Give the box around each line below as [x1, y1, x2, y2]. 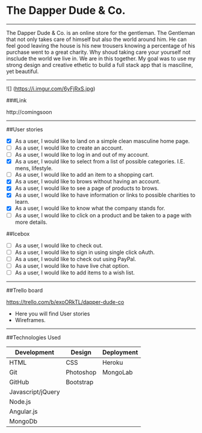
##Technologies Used [6, 333, 61, 341]
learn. [14, 198, 30, 206]
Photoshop [66, 368, 97, 376]
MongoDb [9, 417, 38, 425]
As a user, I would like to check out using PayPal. [14, 255, 136, 262]
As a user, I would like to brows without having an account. [14, 178, 161, 185]
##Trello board [6, 286, 43, 294]
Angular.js [9, 407, 38, 416]
